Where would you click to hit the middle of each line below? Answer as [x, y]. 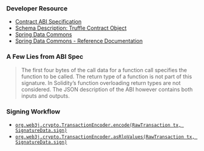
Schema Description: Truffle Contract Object [71, 28]
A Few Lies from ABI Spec [45, 57]
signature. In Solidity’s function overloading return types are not [101, 82]
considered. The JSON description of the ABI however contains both [107, 89]
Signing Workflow [33, 112]
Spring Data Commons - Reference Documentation [79, 41]
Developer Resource [37, 8]
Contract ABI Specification [48, 22]
